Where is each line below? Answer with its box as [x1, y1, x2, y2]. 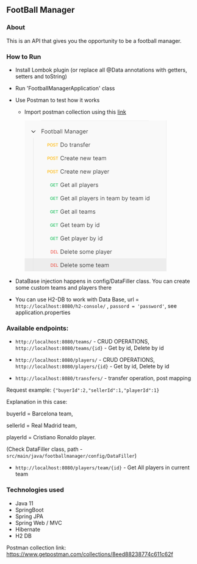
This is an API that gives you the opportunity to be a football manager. [6, 37, 182, 45]
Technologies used [6, 486, 64, 494]
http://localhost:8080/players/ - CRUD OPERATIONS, [15, 356, 156, 364]
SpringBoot [15, 506, 44, 513]
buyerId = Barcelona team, [6, 410, 73, 417]
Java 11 [15, 499, 34, 507]
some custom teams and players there [15, 284, 112, 291]
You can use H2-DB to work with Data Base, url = [15, 296, 139, 303]
